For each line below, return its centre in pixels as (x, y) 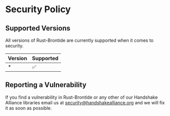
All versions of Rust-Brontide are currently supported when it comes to (79, 40)
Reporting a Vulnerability (46, 85)
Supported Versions (38, 28)
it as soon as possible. (29, 108)
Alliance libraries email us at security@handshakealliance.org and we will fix (85, 102)
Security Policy (38, 9)
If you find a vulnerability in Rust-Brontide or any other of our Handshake (81, 97)
